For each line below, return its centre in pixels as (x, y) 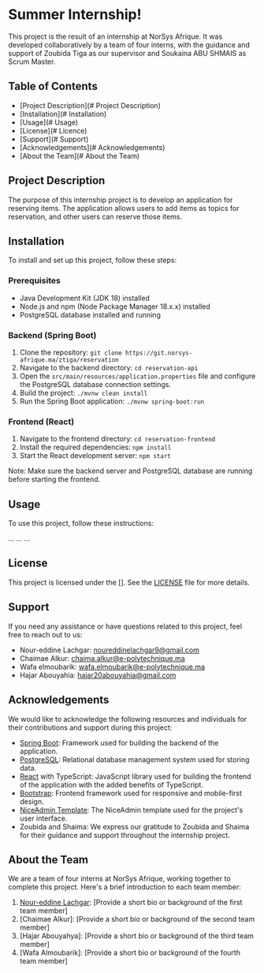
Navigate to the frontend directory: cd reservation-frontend (117, 439)
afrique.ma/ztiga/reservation (69, 360)
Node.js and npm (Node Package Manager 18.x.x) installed (115, 306)
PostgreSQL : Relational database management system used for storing (134, 759)
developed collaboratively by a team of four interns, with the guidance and (129, 44)
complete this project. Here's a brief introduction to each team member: (125, 887)
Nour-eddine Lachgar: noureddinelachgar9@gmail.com (109, 650)
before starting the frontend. (54, 479)
